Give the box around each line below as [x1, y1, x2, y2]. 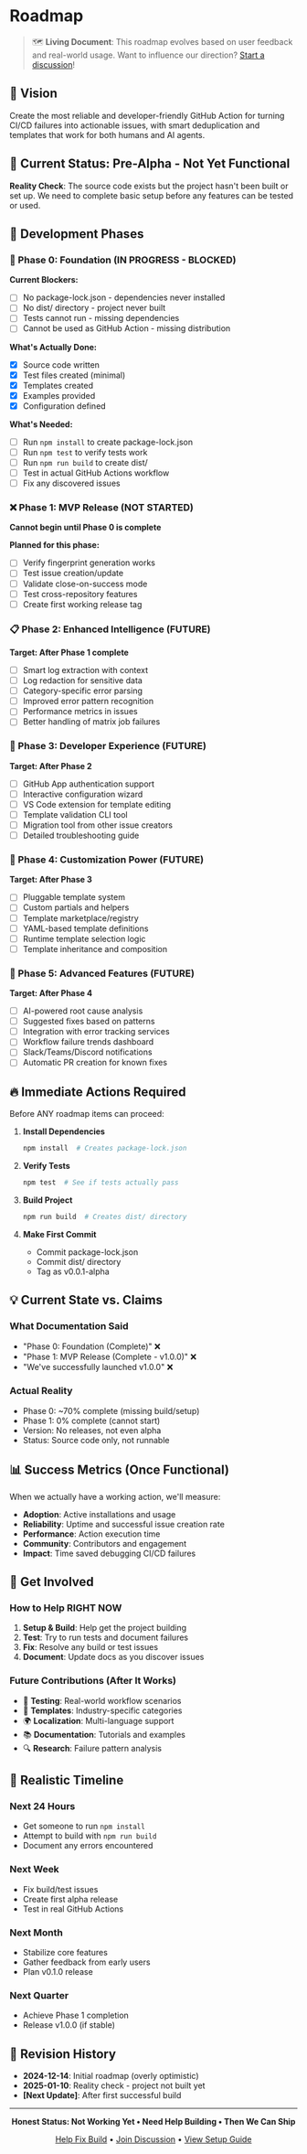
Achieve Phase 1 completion [22, 2009, 130, 2021]
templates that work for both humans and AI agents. [9, 129, 206, 140]
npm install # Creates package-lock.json [22, 1144, 187, 1153]
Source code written [22, 359, 101, 370]
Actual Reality [9, 1385, 73, 1398]
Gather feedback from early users [22, 1956, 151, 1967]
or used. [9, 199, 41, 210]
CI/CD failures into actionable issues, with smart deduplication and [9, 120, 260, 131]
